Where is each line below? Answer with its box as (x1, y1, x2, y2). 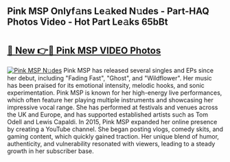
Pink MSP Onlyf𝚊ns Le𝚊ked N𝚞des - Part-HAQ (7, 5, 209, 17)
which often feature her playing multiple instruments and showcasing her (7, 96, 214, 104)
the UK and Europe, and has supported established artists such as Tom (7, 111, 209, 119)
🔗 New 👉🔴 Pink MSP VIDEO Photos (7, 45, 161, 56)
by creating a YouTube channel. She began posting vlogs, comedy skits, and (7, 125, 224, 133)
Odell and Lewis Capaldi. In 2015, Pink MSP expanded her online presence (7, 118, 218, 126)
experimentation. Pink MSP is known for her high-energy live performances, (7, 89, 222, 97)
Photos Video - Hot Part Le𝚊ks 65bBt (7, 16, 168, 28)
